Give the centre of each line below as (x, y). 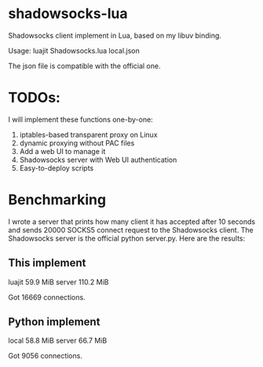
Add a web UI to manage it (62, 151)
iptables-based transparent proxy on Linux (89, 134)
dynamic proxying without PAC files (77, 143)
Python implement (54, 322)
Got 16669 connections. (47, 297)
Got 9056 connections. (45, 356)
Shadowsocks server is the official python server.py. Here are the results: (127, 238)
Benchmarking (57, 200)
